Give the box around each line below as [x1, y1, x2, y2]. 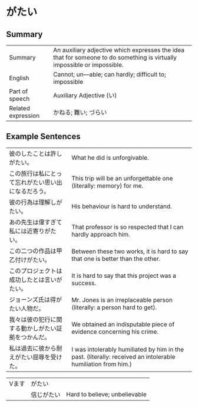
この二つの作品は [9, 247, 57, 255]
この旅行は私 [9, 169, 45, 178]
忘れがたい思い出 [15, 178, 63, 186]
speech [9, 95, 30, 103]
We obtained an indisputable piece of [71, 320, 175, 328]
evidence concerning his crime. [71, 327, 159, 336]
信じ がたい [31, 390, 61, 399]
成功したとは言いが [9, 275, 63, 284]
